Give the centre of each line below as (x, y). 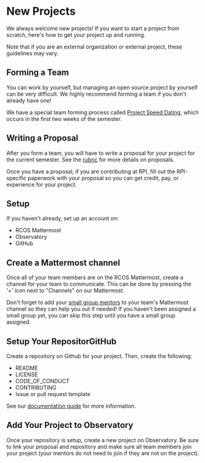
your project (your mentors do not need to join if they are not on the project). (103, 453)
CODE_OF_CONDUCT (42, 381)
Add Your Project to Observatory (70, 425)
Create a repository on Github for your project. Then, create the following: (99, 356)
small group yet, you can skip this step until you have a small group (91, 316)
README (27, 368)
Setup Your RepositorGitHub (61, 341)
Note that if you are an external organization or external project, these (94, 47)
